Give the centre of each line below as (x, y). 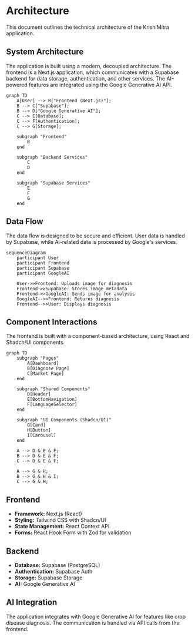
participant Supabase (43, 268)
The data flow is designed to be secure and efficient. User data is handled (95, 236)
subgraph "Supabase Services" (54, 183)
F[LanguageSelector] (52, 405)
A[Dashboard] (43, 363)
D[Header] (39, 394)
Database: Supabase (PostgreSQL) (57, 565)
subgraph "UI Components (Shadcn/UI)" (64, 420)
